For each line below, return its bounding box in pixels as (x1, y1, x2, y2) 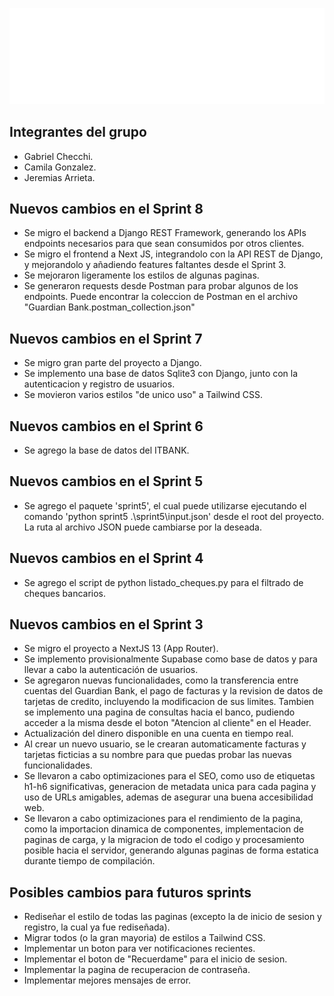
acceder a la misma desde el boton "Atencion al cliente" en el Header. (23, 717, 312, 729)
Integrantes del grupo (9, 124, 147, 141)
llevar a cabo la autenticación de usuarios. (23, 664, 199, 676)
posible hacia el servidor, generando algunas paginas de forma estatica (23, 844, 319, 857)
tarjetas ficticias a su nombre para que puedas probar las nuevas (23, 749, 292, 761)
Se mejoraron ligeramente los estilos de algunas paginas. (23, 269, 260, 282)
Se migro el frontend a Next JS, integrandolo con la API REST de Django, (23, 248, 324, 260)
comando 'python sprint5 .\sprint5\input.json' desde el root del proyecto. (23, 510, 325, 522)
